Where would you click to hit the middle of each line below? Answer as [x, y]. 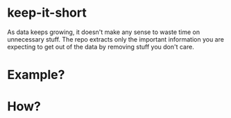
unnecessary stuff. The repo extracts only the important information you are [115, 39]
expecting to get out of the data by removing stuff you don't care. [101, 47]
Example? [36, 75]
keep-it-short [47, 13]
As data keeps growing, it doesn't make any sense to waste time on [103, 32]
